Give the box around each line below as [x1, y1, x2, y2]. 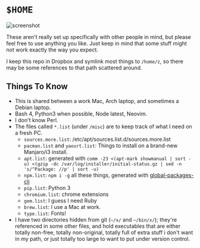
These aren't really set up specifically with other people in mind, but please [6, 33, 192, 40]
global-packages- [149, 171, 194, 179]
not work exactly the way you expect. [6, 46, 99, 53]
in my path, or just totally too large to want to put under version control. [14, 235, 190, 242]
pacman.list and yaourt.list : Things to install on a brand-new [23, 142, 178, 149]
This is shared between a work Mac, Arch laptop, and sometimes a [14, 97, 179, 104]
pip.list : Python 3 [23, 184, 70, 191]
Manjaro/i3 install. [23, 148, 68, 155]
